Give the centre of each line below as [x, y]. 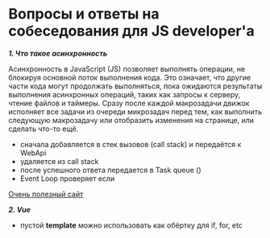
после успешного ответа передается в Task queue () [110, 170]
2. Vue [19, 209]
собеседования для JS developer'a [132, 31]
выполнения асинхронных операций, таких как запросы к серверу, [125, 94]
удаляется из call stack [59, 161]
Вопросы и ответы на [84, 14]
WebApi [33, 153]
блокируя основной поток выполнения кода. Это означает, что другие [130, 77]
